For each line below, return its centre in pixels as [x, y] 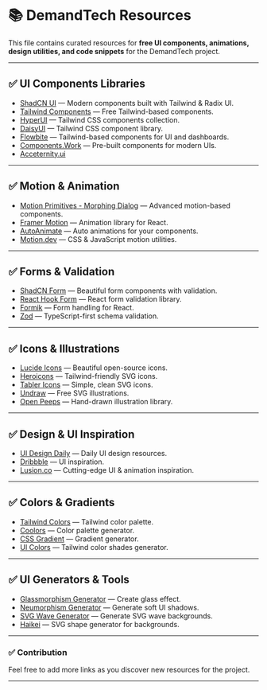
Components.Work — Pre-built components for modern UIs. [118, 145]
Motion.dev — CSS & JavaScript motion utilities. [98, 239]
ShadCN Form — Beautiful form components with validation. [118, 290]
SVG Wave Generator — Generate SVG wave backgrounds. [116, 616]
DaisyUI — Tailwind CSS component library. [91, 128]
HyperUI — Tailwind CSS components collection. [100, 119]
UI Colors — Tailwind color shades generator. [94, 547]
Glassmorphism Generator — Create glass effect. [100, 598]
